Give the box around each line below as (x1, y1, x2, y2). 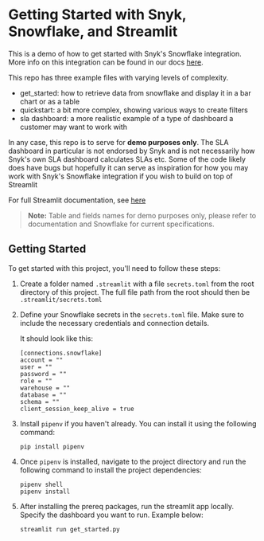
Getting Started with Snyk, (8, 6, 187, 24)
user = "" (19, 363, 53, 371)
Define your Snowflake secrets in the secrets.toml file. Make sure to (19, 309, 244, 320)
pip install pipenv (19, 442, 85, 451)
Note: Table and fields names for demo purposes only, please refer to (27, 210, 257, 220)
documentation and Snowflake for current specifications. (27, 219, 215, 229)
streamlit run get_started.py (19, 525, 121, 533)
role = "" (19, 377, 53, 385)
